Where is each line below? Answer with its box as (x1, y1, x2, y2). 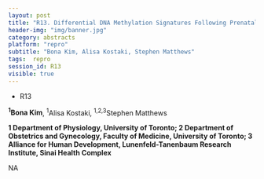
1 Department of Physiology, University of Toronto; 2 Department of (8, 123, 234, 133)
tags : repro (8, 56, 51, 64)
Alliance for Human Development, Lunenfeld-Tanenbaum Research (8, 140, 232, 149)
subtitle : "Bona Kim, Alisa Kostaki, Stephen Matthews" (8, 48, 195, 56)
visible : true (8, 70, 55, 78)
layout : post (8, 11, 51, 20)
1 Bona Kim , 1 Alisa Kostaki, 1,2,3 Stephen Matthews (8, 107, 167, 118)
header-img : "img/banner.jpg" (8, 26, 108, 34)
